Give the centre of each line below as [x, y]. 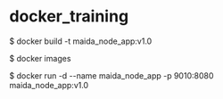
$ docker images [40, 58]
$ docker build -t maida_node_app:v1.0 [81, 41]
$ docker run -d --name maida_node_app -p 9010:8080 [111, 75]
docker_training [69, 16]
